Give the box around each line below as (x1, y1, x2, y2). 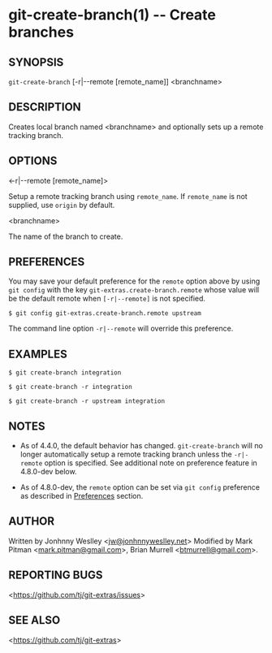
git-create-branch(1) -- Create (8, 6, 217, 24)
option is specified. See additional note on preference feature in (44, 458, 257, 468)
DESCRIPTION (8, 100, 81, 115)
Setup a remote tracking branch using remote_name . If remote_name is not (8, 191, 248, 201)
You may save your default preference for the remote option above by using (8, 276, 261, 286)
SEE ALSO (8, 613, 61, 627)
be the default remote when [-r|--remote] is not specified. (8, 294, 205, 304)
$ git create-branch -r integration (8, 383, 132, 391)
